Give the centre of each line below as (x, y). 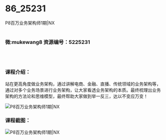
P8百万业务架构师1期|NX (30, 23)
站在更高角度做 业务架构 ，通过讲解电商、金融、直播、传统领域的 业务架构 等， (83, 84)
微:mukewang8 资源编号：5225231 (48, 42)
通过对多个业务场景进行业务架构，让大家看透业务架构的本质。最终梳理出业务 (83, 90)
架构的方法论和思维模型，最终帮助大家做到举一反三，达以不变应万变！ (77, 96)
